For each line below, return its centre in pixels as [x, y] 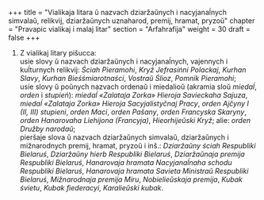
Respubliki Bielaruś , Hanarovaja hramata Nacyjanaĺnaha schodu [126, 162]
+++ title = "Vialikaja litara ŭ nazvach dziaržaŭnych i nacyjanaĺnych [118, 12]
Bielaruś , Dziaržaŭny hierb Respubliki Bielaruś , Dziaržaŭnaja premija [132, 154]
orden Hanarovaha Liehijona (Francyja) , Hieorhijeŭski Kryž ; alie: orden [135, 120]
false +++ [24, 37]
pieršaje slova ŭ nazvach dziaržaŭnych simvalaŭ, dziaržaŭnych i [124, 137]
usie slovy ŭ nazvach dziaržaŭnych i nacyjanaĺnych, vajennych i [124, 61]
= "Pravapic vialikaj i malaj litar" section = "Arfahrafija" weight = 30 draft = [130, 29]
